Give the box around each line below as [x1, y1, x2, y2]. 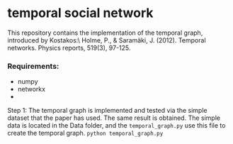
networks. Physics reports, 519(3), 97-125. [7, 43, 131, 52]
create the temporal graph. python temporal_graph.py [7, 129, 164, 138]
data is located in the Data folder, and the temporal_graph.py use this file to [7, 121, 226, 130]
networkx [17, 85, 46, 94]
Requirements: [7, 61, 59, 71]
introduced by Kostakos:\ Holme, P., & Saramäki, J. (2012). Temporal [7, 35, 207, 44]
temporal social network [7, 5, 154, 21]
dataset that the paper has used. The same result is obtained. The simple [7, 113, 221, 122]
